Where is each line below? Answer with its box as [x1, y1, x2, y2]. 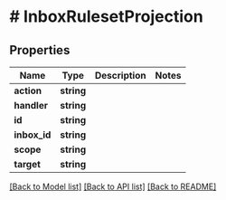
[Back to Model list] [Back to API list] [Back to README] [9, 181, 217, 192]
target [14, 158, 41, 170]
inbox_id [14, 129, 52, 141]
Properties [9, 43, 71, 58]
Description [94, 70, 146, 81]
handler [14, 100, 48, 111]
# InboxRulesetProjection [9, 6, 203, 27]
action [14, 84, 42, 97]
